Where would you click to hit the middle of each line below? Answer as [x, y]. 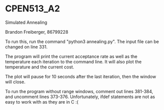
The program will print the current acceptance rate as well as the [71, 56]
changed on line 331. [27, 47]
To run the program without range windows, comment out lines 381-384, [79, 91]
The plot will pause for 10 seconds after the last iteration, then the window [81, 76]
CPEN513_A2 [33, 9]
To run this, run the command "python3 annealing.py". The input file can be [82, 41]
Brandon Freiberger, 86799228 [37, 32]
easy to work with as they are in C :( [42, 102]
